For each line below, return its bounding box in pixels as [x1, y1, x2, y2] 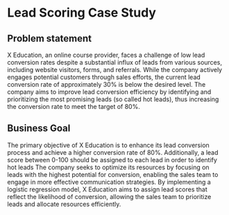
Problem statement [7, 33, 92, 44]
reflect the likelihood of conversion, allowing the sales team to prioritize [7, 192, 212, 200]
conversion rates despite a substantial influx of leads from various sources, [7, 58, 222, 67]
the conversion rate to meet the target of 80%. [7, 103, 140, 110]
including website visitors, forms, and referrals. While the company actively [7, 66, 223, 74]
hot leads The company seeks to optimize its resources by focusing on [7, 163, 210, 171]
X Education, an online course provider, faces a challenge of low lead [7, 51, 205, 59]
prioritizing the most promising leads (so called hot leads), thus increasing [7, 95, 219, 103]
